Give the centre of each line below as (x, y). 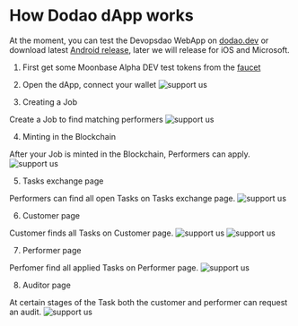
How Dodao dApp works (102, 16)
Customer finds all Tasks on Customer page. (92, 233)
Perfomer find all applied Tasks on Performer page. (104, 267)
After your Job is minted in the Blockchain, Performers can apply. (130, 154)
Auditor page (47, 285)
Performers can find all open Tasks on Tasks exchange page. (123, 198)
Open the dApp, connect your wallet (89, 84)
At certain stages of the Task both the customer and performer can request (149, 302)
